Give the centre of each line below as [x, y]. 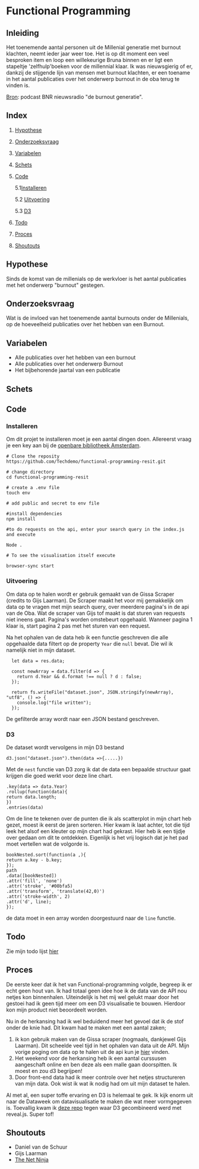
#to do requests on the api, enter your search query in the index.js [95, 530]
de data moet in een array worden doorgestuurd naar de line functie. [91, 918]
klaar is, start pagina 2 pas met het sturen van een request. [78, 626]
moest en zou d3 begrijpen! [48, 1071]
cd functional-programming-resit [48, 477]
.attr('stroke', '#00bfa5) [40, 886]
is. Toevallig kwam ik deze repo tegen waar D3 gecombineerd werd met [94, 1108]
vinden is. [18, 85]
